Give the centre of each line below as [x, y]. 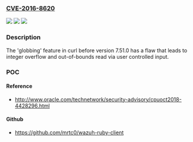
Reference [19, 86]
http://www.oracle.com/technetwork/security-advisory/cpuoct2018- [98, 99]
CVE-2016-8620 [31, 8]
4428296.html [32, 106]
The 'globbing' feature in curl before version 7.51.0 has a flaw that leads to [97, 50]
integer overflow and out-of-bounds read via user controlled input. [88, 56]
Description [23, 37]
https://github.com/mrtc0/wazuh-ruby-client [69, 132]
